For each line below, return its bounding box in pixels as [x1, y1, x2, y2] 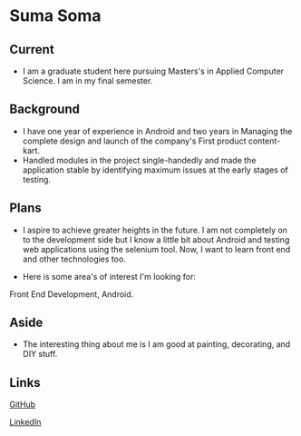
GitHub [9, 399, 36, 410]
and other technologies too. [22, 253, 127, 264]
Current [9, 42, 54, 57]
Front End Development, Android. [9, 288, 134, 300]
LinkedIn [9, 417, 42, 428]
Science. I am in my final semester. [22, 75, 153, 86]
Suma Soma [9, 5, 102, 26]
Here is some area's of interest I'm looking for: [22, 271, 197, 282]
